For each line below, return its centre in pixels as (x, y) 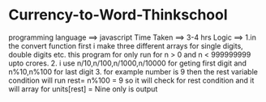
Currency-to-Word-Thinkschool (118, 15)
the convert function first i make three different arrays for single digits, (126, 45)
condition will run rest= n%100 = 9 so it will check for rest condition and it (131, 80)
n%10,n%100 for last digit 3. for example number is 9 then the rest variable (133, 71)
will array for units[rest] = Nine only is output (83, 89)
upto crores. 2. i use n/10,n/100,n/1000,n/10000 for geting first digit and (128, 63)
